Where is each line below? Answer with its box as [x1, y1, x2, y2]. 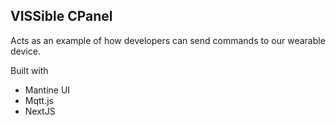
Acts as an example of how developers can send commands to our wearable [10, 34, 326, 46]
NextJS [24, 105, 56, 117]
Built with [10, 64, 49, 76]
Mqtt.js [24, 94, 54, 106]
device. [10, 45, 41, 57]
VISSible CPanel [10, 8, 113, 25]
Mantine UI [24, 84, 71, 96]
